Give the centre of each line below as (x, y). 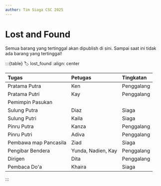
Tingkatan (134, 78)
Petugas (81, 78)
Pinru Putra (21, 126)
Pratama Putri (24, 94)
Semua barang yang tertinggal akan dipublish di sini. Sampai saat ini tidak (81, 48)
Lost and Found (38, 34)
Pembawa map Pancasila (37, 142)
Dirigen (16, 159)
